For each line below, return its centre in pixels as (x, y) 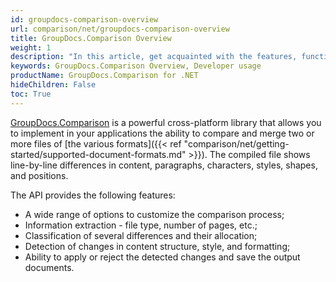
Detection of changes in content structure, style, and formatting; (157, 246)
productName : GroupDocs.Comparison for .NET (104, 76)
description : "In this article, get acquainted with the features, (154, 57)
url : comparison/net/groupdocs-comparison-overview (120, 29)
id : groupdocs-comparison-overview (84, 19)
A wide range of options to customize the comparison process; (154, 214)
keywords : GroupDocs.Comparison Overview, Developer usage (136, 66)
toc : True (31, 94)
